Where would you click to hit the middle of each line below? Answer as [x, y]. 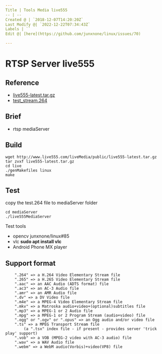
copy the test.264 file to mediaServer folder [52, 203]
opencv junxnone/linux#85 [41, 236]
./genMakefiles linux [28, 170]
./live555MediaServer [28, 217]
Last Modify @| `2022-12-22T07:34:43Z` [48, 24]
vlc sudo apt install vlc [37, 242]
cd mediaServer [22, 212]
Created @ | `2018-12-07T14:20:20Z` [44, 19]
